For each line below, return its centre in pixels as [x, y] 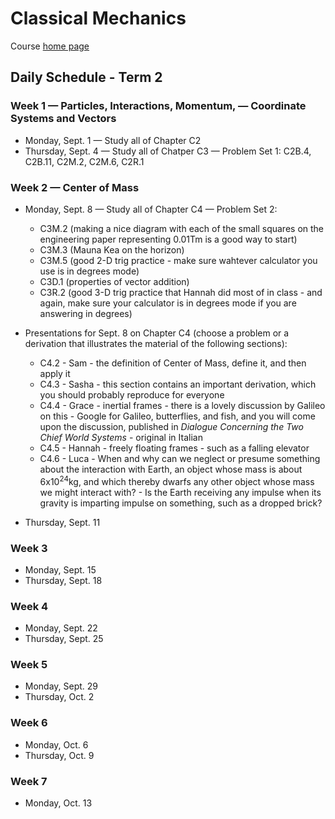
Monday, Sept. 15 [60, 569]
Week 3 [29, 548]
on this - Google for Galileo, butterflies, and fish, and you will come [177, 416]
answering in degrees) [86, 313]
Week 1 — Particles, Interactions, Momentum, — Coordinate [158, 106]
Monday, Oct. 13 [58, 803]
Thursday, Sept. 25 [64, 639]
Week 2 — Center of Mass [75, 187]
